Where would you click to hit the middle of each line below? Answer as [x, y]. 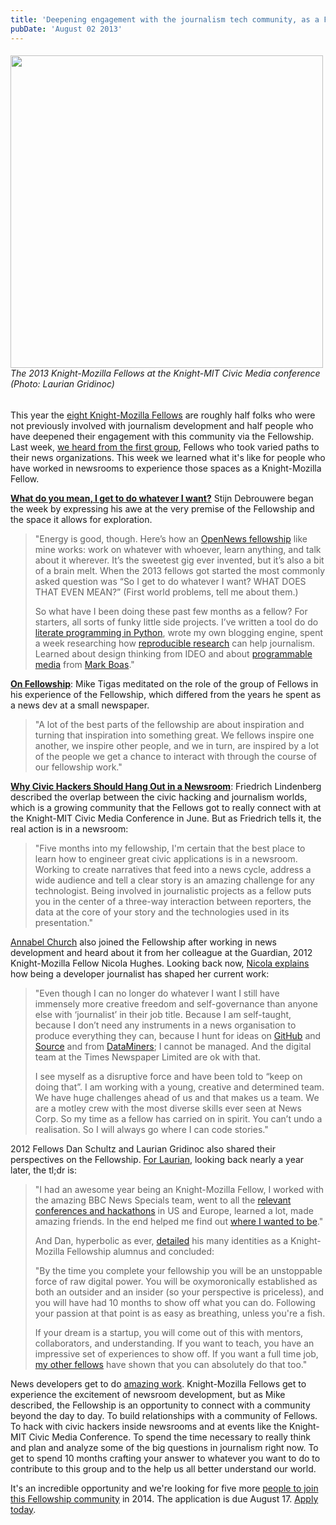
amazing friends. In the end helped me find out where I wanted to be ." [179, 1221]
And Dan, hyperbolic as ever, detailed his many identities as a [161, 1240]
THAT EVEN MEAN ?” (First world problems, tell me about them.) [166, 592]
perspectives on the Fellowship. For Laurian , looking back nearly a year [157, 1159]
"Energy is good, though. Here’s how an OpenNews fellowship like [171, 538]
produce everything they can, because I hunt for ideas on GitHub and [178, 1035]
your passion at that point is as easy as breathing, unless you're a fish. [180, 1313]
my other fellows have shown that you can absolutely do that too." [171, 1364]
